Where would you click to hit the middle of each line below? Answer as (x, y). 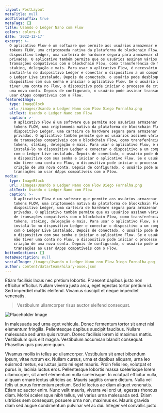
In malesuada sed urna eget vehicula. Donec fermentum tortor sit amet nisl (80, 324)
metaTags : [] (18, 23)
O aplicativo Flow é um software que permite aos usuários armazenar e (83, 46)
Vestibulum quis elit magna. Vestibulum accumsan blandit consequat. (74, 339)
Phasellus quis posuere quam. (35, 344)
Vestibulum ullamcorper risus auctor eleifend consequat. (73, 305)
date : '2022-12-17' (25, 37)
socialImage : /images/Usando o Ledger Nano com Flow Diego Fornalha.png (80, 262)
